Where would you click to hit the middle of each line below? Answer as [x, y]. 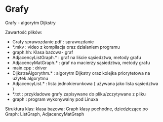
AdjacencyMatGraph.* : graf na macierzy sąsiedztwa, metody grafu [81, 62]
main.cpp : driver [30, 68]
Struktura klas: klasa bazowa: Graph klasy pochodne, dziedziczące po [77, 109]
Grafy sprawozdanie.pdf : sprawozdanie [53, 42]
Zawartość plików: [24, 32]
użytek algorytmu [30, 78]
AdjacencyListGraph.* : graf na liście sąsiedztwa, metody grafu [77, 57]
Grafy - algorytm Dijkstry [30, 23]
